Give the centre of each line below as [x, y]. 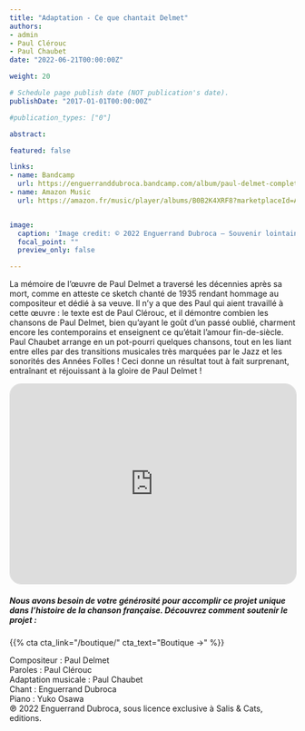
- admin [24, 35]
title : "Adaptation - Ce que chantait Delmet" [99, 18]
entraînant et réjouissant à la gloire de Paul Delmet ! [106, 371]
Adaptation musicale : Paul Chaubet [76, 680]
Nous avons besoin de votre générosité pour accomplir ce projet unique [148, 600]
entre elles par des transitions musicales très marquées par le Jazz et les [146, 351]
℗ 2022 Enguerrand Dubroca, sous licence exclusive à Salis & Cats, [136, 708]
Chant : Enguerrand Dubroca [63, 689]
